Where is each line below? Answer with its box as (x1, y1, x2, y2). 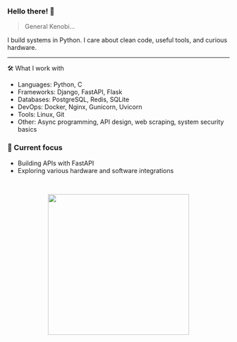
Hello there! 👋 (7, 6, 55, 16)
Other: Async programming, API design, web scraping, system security (17, 118, 224, 126)
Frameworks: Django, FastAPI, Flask (17, 88, 123, 96)
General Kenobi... (24, 23, 75, 31)
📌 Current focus (7, 143, 63, 153)
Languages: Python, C (17, 80, 83, 89)
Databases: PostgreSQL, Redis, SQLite (17, 95, 130, 104)
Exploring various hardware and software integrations (17, 166, 174, 175)
